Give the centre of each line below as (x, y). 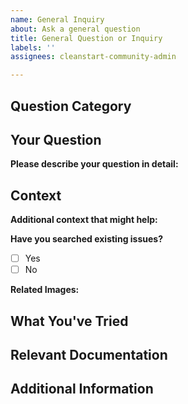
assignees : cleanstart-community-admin (93, 57)
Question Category (71, 106)
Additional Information (82, 389)
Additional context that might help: (84, 220)
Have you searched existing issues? (86, 239)
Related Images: (45, 290)
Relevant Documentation (89, 355)
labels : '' (33, 47)
